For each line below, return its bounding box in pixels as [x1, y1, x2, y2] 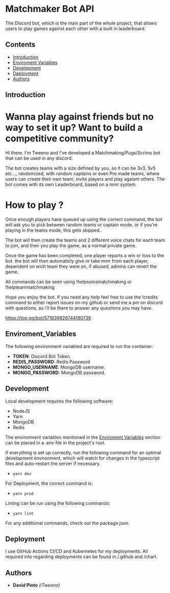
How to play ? [5, 199, 64, 211]
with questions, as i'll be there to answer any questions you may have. [5, 305, 153, 311]
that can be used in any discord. [5, 155, 73, 161]
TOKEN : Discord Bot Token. [12, 353, 71, 359]
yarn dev [12, 471, 32, 476]
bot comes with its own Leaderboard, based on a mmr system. [5, 181, 137, 187]
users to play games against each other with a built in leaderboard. [5, 25, 146, 31]
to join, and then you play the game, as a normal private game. [5, 243, 137, 249]
